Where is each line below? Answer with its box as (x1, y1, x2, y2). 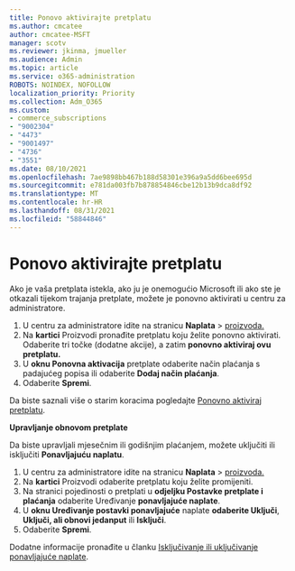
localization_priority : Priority (9, 88, 135, 97)
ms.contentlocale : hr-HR (9, 198, 103, 207)
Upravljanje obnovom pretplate (9, 421, 128, 433)
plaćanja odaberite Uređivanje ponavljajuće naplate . (22, 495, 221, 506)
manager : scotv (9, 38, 67, 48)
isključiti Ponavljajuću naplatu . (9, 448, 124, 460)
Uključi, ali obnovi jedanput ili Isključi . (22, 514, 167, 525)
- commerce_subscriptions (9, 114, 106, 123)
